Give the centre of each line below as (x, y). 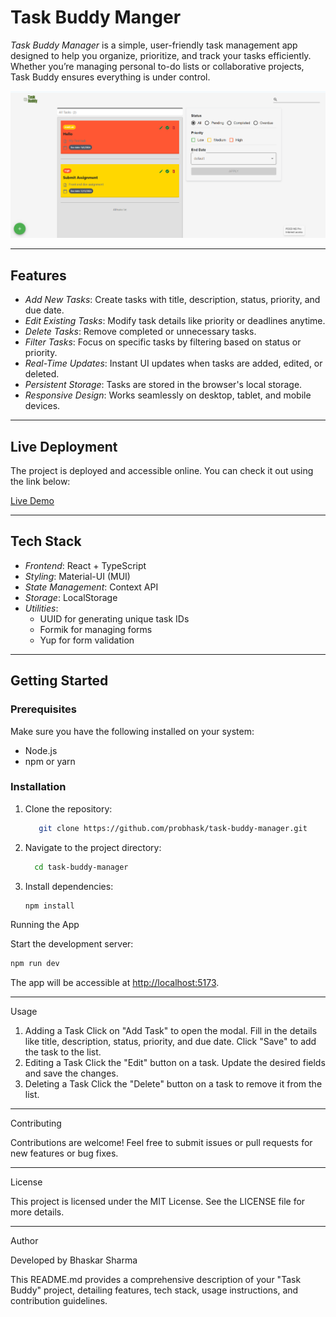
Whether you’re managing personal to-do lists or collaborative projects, (157, 66)
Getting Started (59, 681)
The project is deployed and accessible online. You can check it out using (162, 471)
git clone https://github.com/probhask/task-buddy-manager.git (173, 828)
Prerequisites (43, 709)
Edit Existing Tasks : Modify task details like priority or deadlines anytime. (175, 321)
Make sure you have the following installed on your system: (132, 731)
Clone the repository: (68, 808)
